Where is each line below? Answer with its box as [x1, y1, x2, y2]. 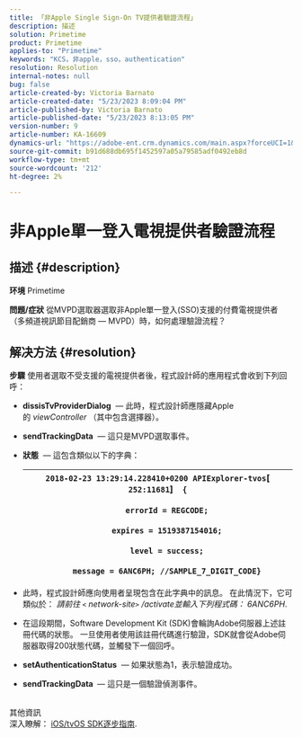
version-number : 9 [9, 122, 78, 131]
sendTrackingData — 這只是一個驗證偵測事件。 [22, 679, 202, 689]
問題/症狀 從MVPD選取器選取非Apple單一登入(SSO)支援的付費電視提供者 [9, 305, 279, 315]
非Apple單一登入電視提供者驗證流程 [9, 221, 276, 242]
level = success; [129, 546, 204, 556]
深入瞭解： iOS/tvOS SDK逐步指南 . [9, 718, 138, 729]
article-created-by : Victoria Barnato [9, 88, 155, 97]
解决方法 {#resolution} [9, 344, 137, 360]
